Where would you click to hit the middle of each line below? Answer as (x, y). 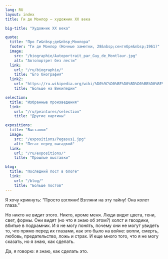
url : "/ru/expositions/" (40, 153)
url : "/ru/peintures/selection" (48, 111)
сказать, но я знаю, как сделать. (40, 241)
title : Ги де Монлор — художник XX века (48, 19)
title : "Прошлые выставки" (42, 158)
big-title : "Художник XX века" (38, 28)
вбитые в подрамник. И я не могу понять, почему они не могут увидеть (82, 225)
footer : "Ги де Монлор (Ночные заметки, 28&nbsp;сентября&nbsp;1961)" (85, 47)
